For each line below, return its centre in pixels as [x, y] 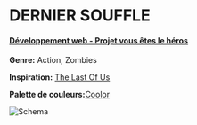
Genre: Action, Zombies [53, 60]
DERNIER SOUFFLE [80, 16]
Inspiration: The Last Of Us [60, 77]
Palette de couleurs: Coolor [59, 95]
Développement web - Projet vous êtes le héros [99, 40]
